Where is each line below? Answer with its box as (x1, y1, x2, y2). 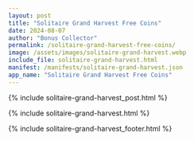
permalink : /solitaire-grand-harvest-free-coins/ (8, 41, 177, 49)
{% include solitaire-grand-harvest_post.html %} (8, 92, 169, 102)
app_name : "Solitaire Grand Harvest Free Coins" (8, 71, 173, 79)
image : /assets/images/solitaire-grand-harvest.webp (8, 49, 187, 57)
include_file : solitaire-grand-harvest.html (8, 57, 158, 65)
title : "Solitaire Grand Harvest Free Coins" (8, 19, 161, 27)
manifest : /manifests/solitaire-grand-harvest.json (8, 64, 183, 72)
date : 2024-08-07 (8, 26, 66, 34)
